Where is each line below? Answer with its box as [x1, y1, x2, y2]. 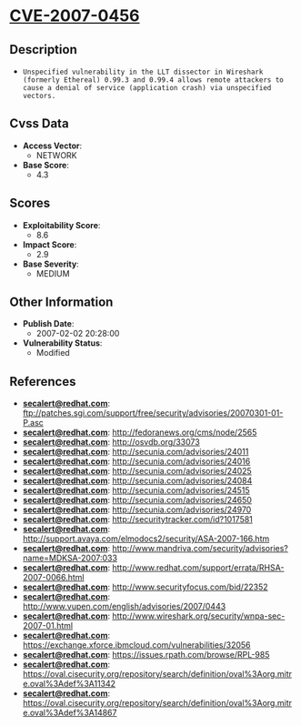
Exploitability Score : [22, 219, 101, 230]
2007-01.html [22, 620, 74, 631]
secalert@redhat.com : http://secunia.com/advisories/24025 [22, 466, 252, 477]
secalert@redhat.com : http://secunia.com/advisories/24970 [22, 504, 252, 515]
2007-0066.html [22, 572, 85, 583]
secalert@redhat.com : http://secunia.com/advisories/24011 [22, 447, 249, 458]
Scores [9, 196, 51, 211]
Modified [35, 348, 70, 358]
